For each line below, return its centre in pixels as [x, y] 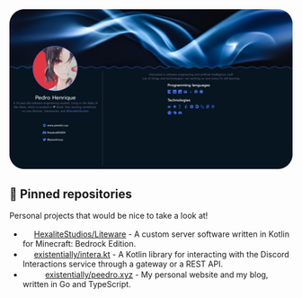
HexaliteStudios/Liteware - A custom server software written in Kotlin [162, 234]
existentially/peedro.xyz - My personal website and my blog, [156, 275]
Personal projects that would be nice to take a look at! [109, 216]
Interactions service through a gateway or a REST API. [122, 264]
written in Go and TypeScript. [77, 284]
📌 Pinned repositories [71, 194]
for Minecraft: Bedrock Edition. [79, 244]
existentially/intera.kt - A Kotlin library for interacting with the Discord [161, 255]
